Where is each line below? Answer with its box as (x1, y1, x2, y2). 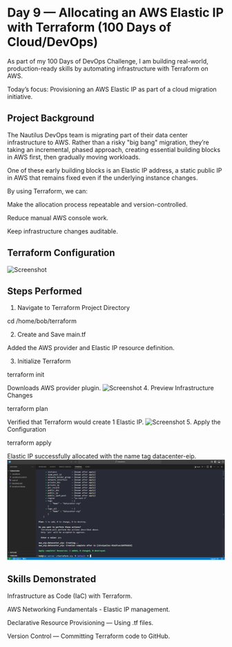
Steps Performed (7, 285, 83, 297)
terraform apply (7, 438, 52, 447)
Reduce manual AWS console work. (7, 213, 109, 222)
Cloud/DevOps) (7, 35, 99, 50)
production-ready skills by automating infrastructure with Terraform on (7, 64, 209, 73)
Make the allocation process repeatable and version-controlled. (7, 200, 188, 209)
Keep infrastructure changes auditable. (7, 226, 119, 235)
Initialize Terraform (17, 357, 71, 365)
